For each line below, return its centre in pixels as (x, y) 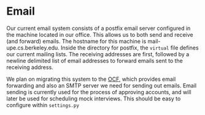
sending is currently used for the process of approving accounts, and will (99, 92)
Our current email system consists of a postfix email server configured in (99, 28)
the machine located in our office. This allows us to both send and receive (100, 34)
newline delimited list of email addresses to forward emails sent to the (95, 61)
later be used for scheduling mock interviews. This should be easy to (94, 98)
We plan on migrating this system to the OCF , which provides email (91, 79)
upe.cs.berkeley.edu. (33, 48)
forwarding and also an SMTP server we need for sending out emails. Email (102, 85)
